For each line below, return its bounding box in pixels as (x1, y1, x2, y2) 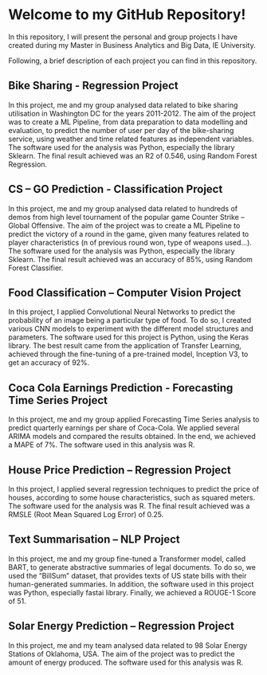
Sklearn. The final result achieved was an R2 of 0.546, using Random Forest (8, 151, 257, 160)
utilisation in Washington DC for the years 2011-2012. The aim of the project (8, 108, 257, 118)
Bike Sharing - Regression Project (8, 79, 179, 92)
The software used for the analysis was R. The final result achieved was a (8, 501, 250, 511)
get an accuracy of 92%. (8, 358, 90, 367)
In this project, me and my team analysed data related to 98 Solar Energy (8, 640, 248, 650)
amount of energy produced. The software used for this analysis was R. (8, 657, 244, 667)
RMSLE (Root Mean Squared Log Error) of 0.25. (8, 510, 164, 519)
